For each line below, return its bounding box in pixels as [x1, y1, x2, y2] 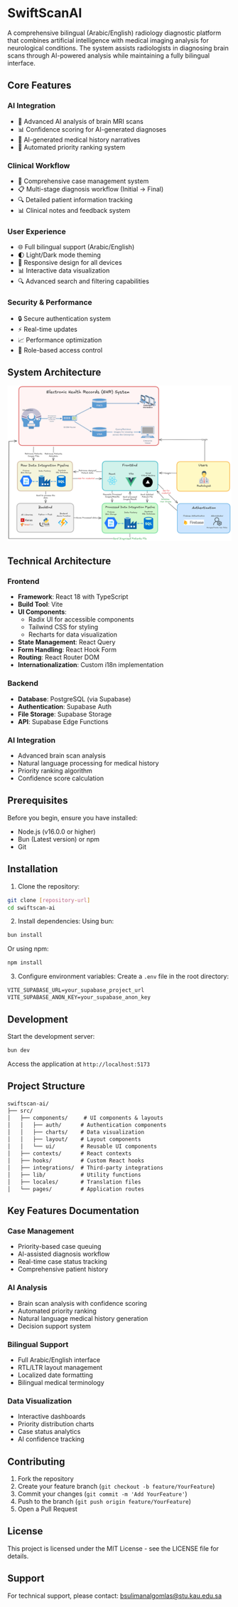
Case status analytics [17, 1428, 81, 1436]
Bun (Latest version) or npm [17, 834, 100, 843]
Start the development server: [7, 1032, 95, 1040]
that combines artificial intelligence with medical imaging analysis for [7, 36, 210, 44]
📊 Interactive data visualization [17, 266, 110, 275]
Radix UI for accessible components [28, 615, 134, 624]
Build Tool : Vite [17, 600, 63, 609]
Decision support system [17, 1321, 91, 1330]
